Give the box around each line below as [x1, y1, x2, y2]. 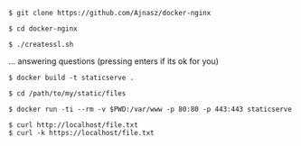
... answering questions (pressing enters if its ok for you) [8, 56, 219, 67]
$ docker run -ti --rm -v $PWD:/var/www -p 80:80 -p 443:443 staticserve [8, 105, 293, 114]
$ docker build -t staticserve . [8, 73, 135, 82]
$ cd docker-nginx [8, 24, 78, 33]
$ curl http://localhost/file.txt [8, 121, 139, 130]
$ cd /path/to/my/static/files [8, 89, 127, 98]
